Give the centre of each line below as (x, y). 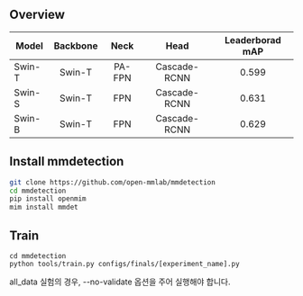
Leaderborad (252, 40)
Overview (37, 15)
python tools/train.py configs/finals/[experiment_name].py (125, 264)
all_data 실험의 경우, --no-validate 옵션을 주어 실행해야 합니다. (120, 282)
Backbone (76, 46)
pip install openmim (48, 199)
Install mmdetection (67, 161)
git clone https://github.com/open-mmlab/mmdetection (113, 182)
